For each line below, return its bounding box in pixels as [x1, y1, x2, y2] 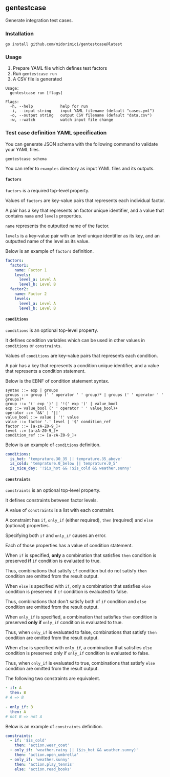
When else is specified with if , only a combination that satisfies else [5, 583, 151, 589]
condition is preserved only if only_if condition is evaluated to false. [5, 650, 150, 656]
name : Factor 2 [14, 291, 47, 296]
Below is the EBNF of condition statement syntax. [5, 377, 110, 384]
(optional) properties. [5, 523, 50, 529]
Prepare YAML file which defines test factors [12, 65, 108, 71]
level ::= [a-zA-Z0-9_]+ [5, 428, 58, 433]
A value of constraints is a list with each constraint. [5, 507, 115, 513]
